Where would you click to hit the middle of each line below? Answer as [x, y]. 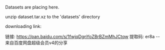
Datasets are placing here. [32, 7]
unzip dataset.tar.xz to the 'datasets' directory [53, 17]
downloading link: [23, 26]
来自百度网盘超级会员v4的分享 [36, 43]
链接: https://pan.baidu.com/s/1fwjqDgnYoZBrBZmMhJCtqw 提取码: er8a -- [82, 36]
